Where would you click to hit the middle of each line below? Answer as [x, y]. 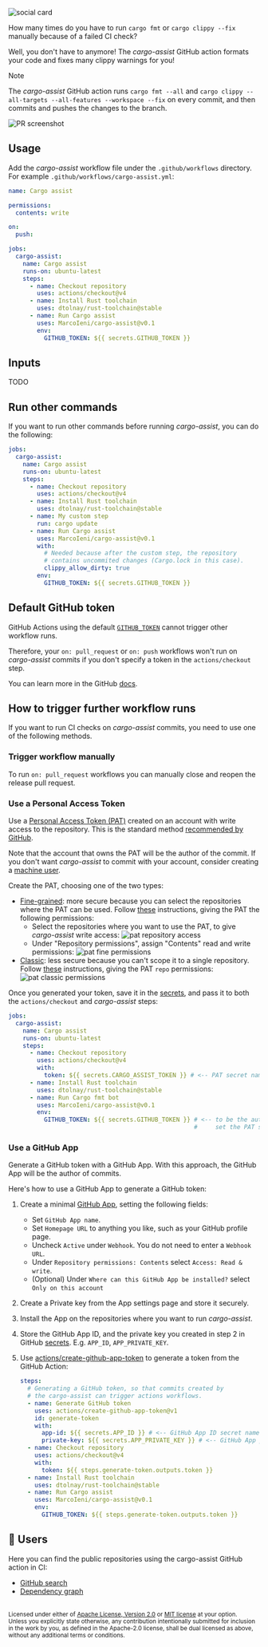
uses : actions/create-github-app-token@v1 [106, 1411]
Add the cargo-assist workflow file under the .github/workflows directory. [130, 168]
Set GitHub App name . [66, 1220]
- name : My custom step [69, 516]
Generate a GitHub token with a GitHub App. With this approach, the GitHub [132, 1165]
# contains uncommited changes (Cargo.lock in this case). [144, 561]
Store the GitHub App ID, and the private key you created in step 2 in [132, 1334]
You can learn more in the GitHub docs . [73, 683]
